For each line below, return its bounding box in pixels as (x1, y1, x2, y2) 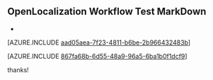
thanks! (7, 65, 30, 74)
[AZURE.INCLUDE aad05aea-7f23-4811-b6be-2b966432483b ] (7, 38, 191, 47)
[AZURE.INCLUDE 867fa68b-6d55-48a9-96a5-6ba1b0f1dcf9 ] (7, 52, 188, 60)
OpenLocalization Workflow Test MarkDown (7, 6, 207, 18)
